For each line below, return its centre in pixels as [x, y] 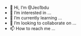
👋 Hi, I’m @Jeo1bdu [29, 8]
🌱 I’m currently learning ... [36, 18]
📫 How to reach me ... [32, 28]
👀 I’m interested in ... [30, 13]
